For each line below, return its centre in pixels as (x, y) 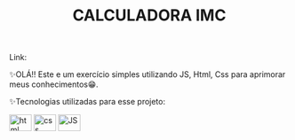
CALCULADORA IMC (149, 16)
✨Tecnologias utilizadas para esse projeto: (88, 101)
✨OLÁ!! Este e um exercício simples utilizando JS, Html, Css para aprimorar (147, 74)
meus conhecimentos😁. (54, 84)
